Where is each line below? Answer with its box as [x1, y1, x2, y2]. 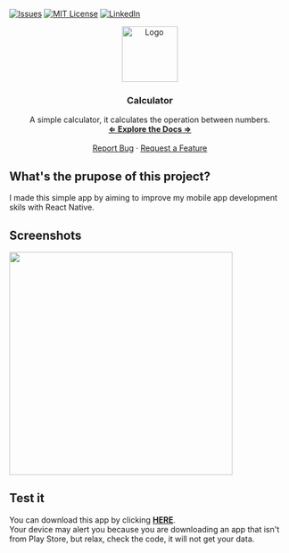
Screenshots [9, 227, 82, 243]
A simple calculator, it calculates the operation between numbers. [29, 114, 270, 125]
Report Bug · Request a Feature [92, 143, 208, 153]
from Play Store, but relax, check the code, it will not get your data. [9, 533, 255, 544]
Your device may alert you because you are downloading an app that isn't [9, 524, 280, 534]
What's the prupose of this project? [9, 169, 211, 184]
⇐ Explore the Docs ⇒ [108, 124, 192, 135]
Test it [9, 491, 45, 506]
